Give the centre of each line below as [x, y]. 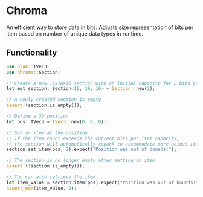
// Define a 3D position [37, 116]
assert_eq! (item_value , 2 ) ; [42, 188]
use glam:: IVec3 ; [28, 66]
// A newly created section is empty [54, 100]
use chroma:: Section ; [34, 72]
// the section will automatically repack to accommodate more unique [97, 144]
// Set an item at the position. [48, 133]
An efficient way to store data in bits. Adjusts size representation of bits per [100, 27]
